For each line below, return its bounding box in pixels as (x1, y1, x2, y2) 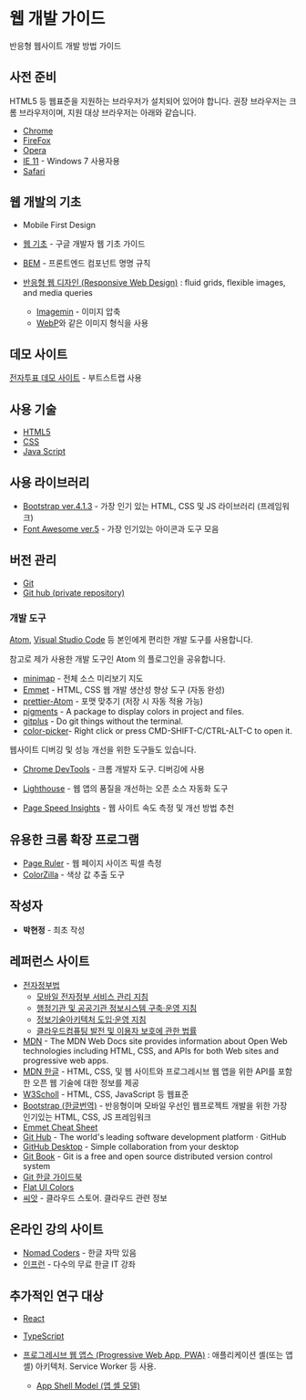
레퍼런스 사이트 (9, 954, 90, 969)
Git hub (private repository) (22, 587, 126, 598)
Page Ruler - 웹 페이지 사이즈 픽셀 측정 (22, 857, 162, 868)
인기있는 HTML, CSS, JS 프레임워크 (22, 1111, 152, 1123)
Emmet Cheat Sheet (22, 1122, 98, 1133)
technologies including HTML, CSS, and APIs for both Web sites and (22, 1045, 280, 1056)
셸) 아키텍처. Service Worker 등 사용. (22, 1361, 157, 1372)
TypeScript (22, 1331, 65, 1342)
